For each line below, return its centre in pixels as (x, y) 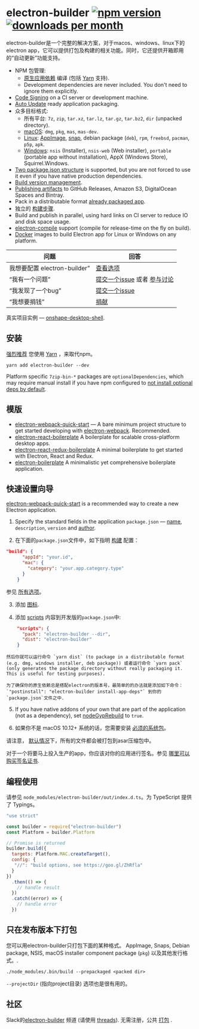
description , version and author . (55, 528)
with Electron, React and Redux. (54, 456)
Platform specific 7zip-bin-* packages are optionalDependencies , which (95, 376)
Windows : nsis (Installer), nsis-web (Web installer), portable (97, 150)
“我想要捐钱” (27, 302)
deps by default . (26, 389)
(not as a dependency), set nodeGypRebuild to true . (79, 716)
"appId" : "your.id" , (48, 557)
